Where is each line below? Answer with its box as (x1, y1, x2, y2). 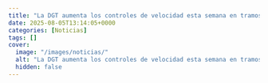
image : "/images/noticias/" (15, 48, 109, 56)
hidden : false (15, 63, 62, 71)
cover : (8, 41, 30, 49)
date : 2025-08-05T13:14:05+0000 (8, 19, 116, 27)
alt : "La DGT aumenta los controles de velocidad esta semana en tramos (15, 56, 262, 64)
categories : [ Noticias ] (8, 26, 88, 34)
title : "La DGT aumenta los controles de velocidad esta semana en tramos (8, 11, 262, 20)
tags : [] (8, 33, 37, 42)
